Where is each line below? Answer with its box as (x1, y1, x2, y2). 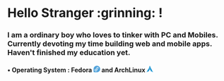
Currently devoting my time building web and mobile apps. (7, 39, 213, 49)
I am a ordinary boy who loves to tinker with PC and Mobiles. (7, 30, 218, 40)
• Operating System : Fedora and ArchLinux (7, 66, 146, 74)
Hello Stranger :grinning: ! (7, 5, 163, 21)
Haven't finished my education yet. (7, 48, 131, 58)
